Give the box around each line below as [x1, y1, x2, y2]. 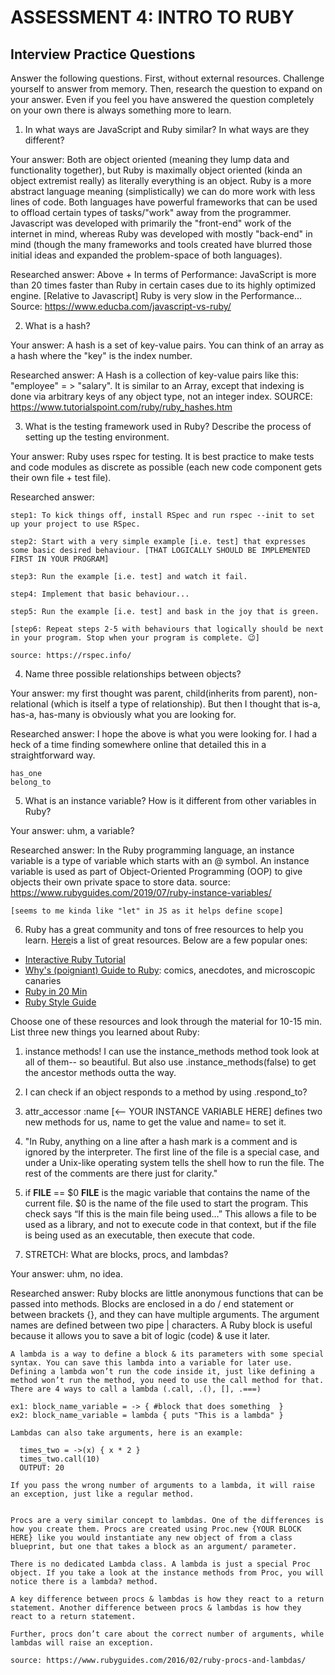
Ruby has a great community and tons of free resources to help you [24, 924, 304, 935]
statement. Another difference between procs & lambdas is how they [10, 1603, 302, 1613]
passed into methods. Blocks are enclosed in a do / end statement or [10, 1298, 294, 1310]
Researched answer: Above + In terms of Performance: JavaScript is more [10, 269, 317, 280]
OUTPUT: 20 [19, 1463, 65, 1473]
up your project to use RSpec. [10, 519, 141, 529]
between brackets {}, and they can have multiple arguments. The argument [10, 1309, 320, 1320]
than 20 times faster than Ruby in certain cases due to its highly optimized [10, 279, 317, 291]
